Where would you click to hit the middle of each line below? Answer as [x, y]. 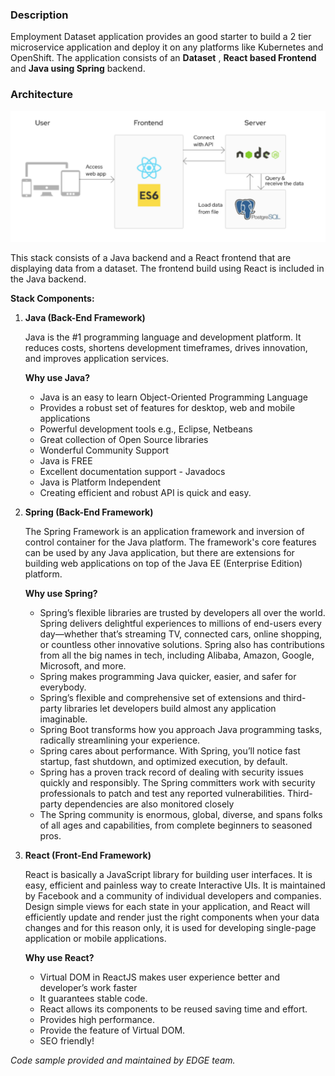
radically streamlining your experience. [120, 740]
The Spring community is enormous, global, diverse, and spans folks [181, 815]
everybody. [63, 687]
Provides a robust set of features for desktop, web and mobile [167, 408]
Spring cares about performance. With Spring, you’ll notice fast [170, 751]
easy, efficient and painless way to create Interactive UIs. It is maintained [175, 885]
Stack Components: [52, 299]
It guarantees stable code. [93, 999]
